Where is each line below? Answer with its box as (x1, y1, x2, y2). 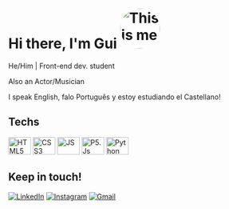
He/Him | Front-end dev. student (8, 61, 115, 70)
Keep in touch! (8, 171, 82, 184)
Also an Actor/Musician (8, 76, 85, 86)
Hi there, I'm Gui (8, 34, 117, 53)
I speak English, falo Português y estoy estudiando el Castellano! (8, 92, 221, 102)
